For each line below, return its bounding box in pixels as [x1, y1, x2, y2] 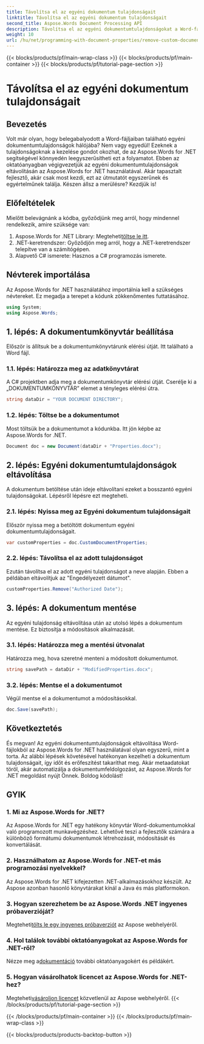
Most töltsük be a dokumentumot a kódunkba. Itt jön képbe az [6, 425, 161, 432]
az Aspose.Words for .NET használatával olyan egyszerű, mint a [29, 746, 189, 753]
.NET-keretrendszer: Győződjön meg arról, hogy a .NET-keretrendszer [15, 239, 191, 246]
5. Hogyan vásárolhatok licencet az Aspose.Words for [6, 973, 169, 981]
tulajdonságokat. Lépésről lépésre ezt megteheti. [6, 492, 129, 500]
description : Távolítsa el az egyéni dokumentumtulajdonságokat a [6, 26, 178, 32]
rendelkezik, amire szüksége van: [6, 221, 90, 228]
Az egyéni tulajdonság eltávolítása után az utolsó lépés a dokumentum [6, 619, 183, 627]
